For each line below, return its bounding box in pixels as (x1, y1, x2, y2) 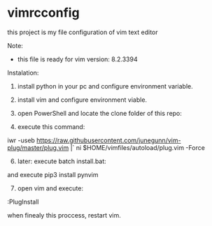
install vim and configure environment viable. (17, 96, 148, 104)
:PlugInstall (7, 197, 39, 206)
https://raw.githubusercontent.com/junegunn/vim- (36, 136, 181, 144)
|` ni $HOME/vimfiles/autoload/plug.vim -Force (70, 143, 205, 151)
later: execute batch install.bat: (17, 157, 106, 165)
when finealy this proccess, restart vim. (7, 211, 121, 219)
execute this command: (17, 122, 85, 130)
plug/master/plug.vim (7, 143, 69, 151)
